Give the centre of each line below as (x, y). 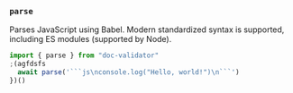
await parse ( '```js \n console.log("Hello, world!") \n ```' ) (129, 72)
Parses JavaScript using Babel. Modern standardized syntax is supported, (147, 30)
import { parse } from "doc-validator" (84, 55)
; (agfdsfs (28, 64)
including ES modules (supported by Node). (91, 39)
